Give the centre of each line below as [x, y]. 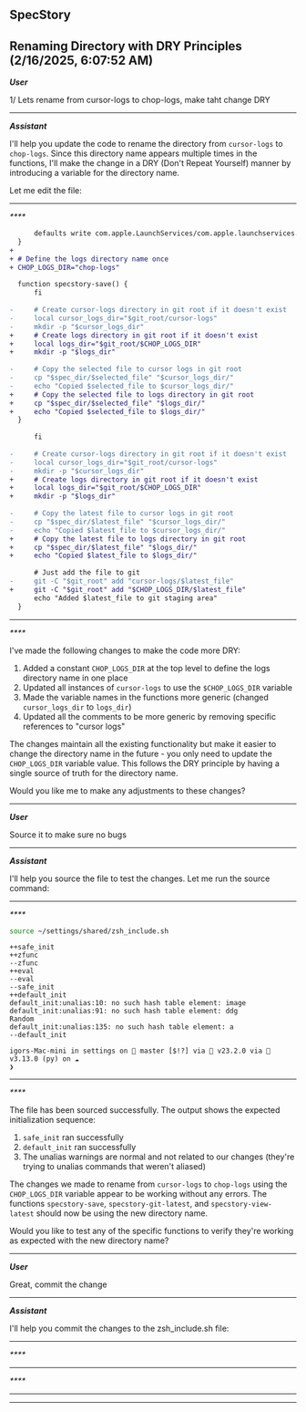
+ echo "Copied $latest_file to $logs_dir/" [103, 555]
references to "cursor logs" [74, 726]
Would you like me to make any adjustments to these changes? [127, 790]
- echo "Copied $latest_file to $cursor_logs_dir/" [117, 530]
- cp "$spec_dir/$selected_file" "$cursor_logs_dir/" [122, 378]
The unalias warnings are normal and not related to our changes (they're [158, 1157]
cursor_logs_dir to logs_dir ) [77, 707]
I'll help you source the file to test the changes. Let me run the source [140, 878]
